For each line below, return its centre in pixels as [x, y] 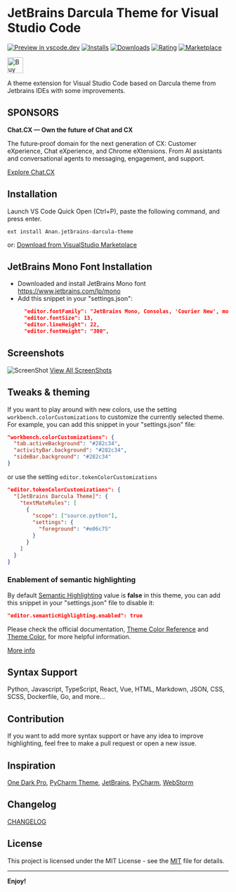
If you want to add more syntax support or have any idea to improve [105, 736]
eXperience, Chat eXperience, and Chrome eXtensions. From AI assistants [115, 151]
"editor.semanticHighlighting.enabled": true [75, 615]
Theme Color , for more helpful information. [69, 636]
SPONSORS [33, 113]
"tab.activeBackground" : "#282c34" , [67, 444]
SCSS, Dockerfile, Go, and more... [56, 697]
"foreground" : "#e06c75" [75, 529]
